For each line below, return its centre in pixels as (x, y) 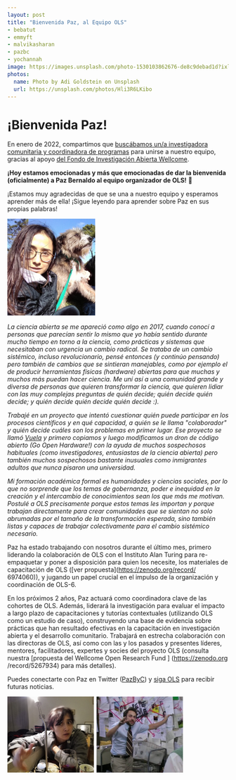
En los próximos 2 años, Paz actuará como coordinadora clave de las (107, 598)
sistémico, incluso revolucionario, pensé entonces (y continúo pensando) (113, 357)
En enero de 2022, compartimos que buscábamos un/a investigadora (108, 144)
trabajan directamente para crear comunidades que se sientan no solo (110, 511)
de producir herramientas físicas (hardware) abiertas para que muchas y (113, 372)
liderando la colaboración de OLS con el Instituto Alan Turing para (103, 555)
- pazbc (19, 52)
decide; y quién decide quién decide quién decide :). (83, 402)
